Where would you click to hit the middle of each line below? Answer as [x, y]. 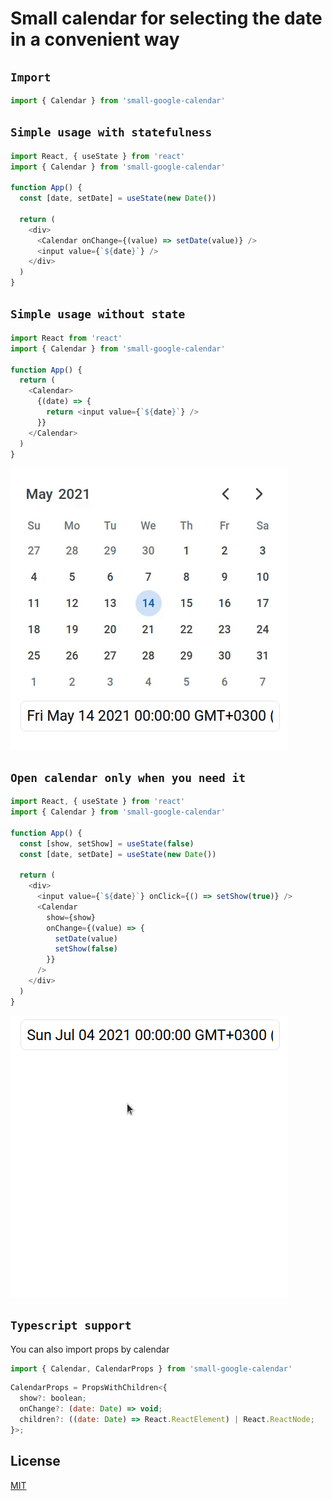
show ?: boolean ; [53, 1398]
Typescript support [71, 1325]
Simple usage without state [98, 314]
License [35, 1461]
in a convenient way [95, 39]
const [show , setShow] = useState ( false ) [107, 843]
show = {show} [71, 917]
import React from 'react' [66, 338]
